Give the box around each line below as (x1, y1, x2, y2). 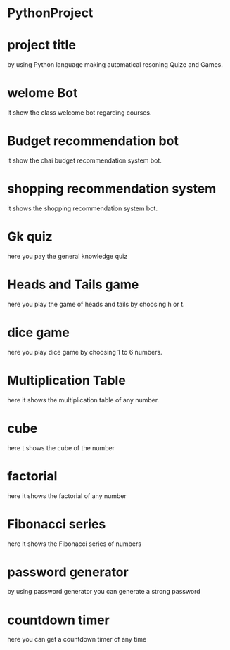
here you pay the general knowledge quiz (7, 252, 128, 260)
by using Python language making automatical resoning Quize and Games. (7, 60, 223, 69)
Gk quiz (7, 229, 53, 245)
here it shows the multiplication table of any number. (7, 395, 160, 404)
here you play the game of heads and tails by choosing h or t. (7, 300, 185, 308)
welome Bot (7, 85, 78, 101)
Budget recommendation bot (7, 133, 179, 149)
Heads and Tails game (7, 276, 139, 293)
